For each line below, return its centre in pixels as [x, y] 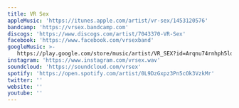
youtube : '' [25, 93]
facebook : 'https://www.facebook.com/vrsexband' [81, 40]
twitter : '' [25, 80]
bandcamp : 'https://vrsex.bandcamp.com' [68, 27]
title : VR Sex [28, 14]
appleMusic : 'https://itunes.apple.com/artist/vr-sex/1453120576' [108, 21]
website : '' [25, 87]
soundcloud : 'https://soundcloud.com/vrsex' [74, 67]
